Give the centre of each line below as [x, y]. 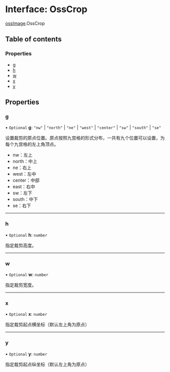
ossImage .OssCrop [25, 23]
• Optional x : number [26, 314]
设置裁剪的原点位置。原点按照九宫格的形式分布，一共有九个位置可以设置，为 [85, 138]
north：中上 [25, 161]
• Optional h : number [26, 235]
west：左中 [24, 174]
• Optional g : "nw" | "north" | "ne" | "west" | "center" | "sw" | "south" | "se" [83, 128]
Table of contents [33, 39]
